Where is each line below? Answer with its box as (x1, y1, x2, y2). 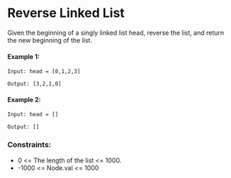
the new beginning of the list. (7, 35, 93, 44)
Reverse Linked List (7, 5, 125, 21)
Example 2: (7, 95, 41, 104)
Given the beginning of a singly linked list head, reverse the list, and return (7, 28, 225, 37)
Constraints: (7, 140, 52, 150)
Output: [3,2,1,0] (7, 80, 62, 88)
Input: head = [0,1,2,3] (7, 68, 81, 75)
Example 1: (7, 52, 40, 61)
